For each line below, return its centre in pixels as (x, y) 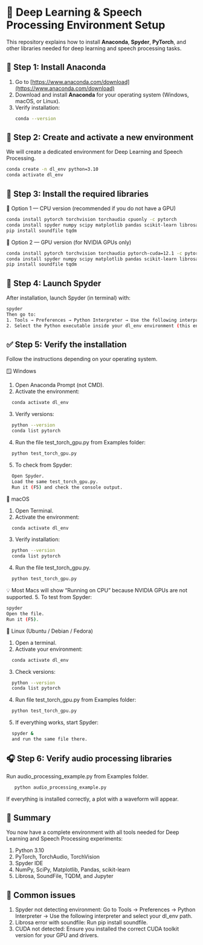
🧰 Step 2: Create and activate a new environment (100, 137)
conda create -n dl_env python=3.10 (52, 169)
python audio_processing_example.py (60, 787)
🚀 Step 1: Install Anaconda (56, 67)
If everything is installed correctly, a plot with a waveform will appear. (93, 799)
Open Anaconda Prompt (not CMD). (60, 385)
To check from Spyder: (43, 465)
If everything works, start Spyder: (56, 722)
